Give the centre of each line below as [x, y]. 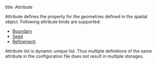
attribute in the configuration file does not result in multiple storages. [74, 56]
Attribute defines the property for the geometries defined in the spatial [76, 16]
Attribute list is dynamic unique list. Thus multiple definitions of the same [78, 51]
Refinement [24, 42]
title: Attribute [19, 7]
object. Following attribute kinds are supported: [53, 22]
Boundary [22, 31]
